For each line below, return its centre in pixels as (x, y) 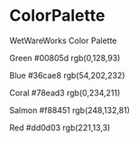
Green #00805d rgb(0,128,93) (65, 58)
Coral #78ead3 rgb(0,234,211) (65, 93)
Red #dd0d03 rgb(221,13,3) (60, 128)
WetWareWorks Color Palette (63, 40)
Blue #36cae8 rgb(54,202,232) (67, 75)
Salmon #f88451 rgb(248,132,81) (70, 110)
